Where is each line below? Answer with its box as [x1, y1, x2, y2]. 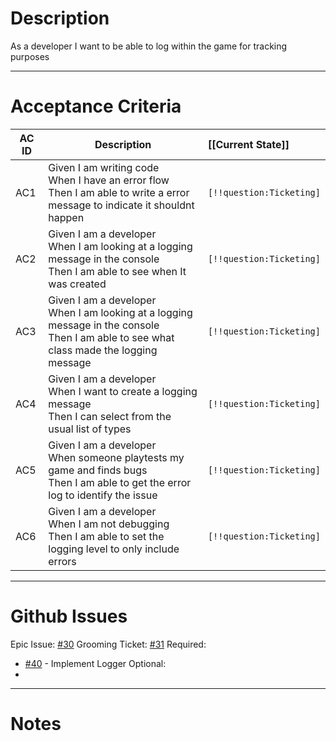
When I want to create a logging [48, 384, 198, 398]
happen [48, 210, 85, 224]
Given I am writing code [48, 160, 160, 174]
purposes [10, 50, 50, 62]
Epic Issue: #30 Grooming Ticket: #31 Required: [10, 638, 207, 650]
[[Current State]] [207, 137, 290, 151]
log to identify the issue [48, 488, 158, 502]
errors [48, 554, 77, 568]
